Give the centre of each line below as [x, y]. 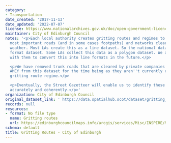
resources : [17, 109]
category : [16, 10]
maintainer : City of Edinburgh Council [48, 34]
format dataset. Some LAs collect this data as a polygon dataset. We [86, 52]
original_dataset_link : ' [33, 99]
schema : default [22, 128]
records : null [20, 104]
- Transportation [24, 15]
